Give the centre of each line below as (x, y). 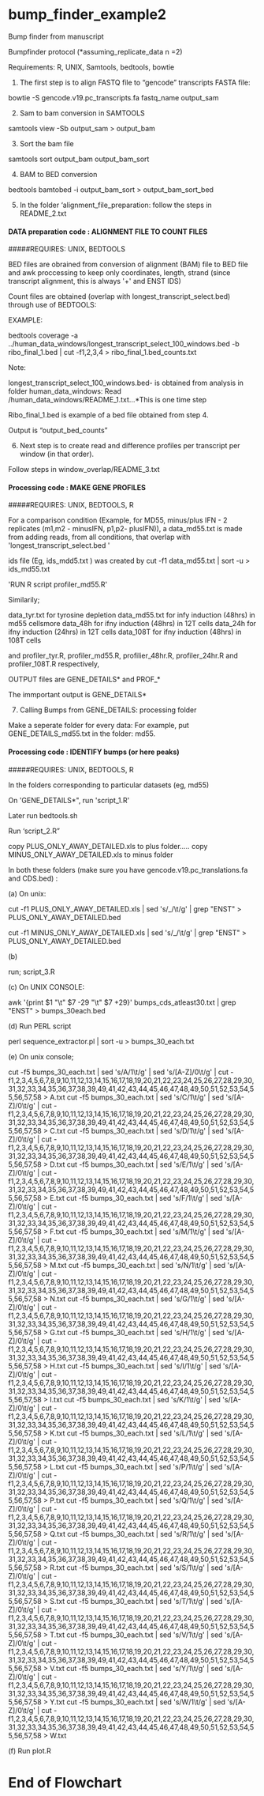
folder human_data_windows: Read (65, 391)
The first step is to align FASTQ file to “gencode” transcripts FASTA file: (135, 82)
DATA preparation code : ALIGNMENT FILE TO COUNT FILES (108, 232)
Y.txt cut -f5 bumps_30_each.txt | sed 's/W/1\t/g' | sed (138, 1702)
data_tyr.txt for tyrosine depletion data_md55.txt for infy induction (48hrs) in (132, 615)
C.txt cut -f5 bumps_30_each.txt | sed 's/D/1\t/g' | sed (137, 1130)
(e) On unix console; (41, 1056)
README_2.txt (43, 213)
